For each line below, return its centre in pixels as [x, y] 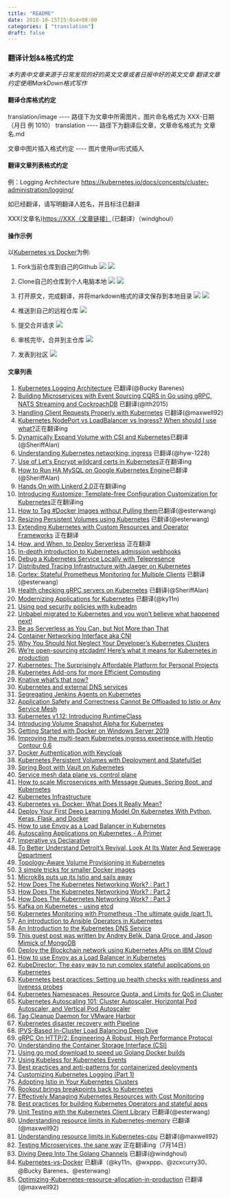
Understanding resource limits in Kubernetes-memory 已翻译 [104, 1121]
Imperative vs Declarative [54, 841]
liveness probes [40, 987]
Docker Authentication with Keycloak [70, 753]
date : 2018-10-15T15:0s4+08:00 [53, 20]
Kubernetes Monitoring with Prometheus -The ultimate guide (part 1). [115, 914]
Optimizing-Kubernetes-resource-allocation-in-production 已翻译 [110, 1179]
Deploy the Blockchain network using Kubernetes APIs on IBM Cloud [115, 950]
